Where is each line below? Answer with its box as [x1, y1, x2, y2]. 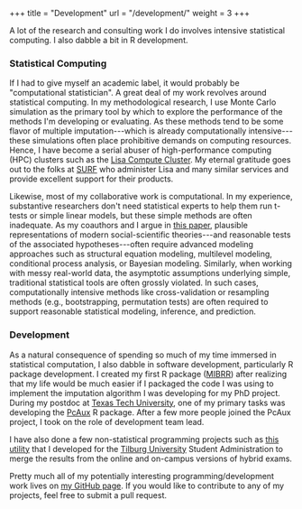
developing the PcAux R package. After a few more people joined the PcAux [9, 406, 291, 418]
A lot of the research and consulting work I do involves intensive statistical [9, 25, 286, 35]
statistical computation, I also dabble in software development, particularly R [9, 358, 294, 369]
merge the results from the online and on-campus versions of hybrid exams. [9, 453, 293, 464]
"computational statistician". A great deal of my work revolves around [9, 88, 268, 98]
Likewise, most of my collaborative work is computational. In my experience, [9, 191, 293, 202]
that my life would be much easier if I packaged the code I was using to [9, 378, 274, 389]
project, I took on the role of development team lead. [9, 416, 205, 427]
